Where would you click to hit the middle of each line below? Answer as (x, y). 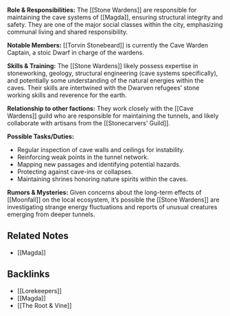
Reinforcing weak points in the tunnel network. (83, 157)
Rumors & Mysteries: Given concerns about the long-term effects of (104, 192)
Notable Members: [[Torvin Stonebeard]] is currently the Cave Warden (107, 45)
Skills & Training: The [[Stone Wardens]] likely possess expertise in (103, 66)
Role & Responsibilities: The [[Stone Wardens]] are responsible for (102, 10)
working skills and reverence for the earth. (67, 95)
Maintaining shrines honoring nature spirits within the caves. (102, 179)
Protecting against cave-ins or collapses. (75, 172)
